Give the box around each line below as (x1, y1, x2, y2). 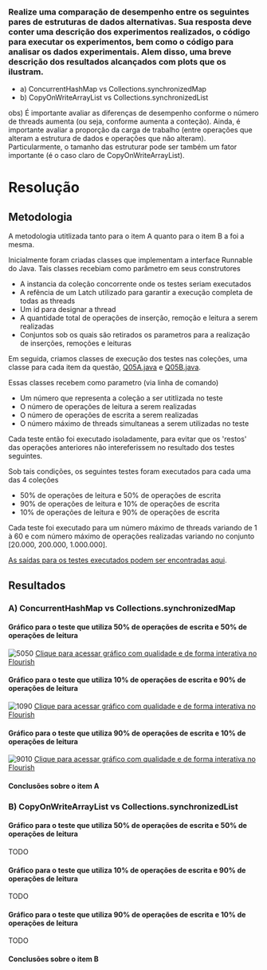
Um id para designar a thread (19, 305, 116, 314)
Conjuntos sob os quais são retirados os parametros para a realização (19, 330, 251, 340)
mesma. (8, 240, 34, 250)
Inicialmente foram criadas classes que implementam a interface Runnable (8, 255, 253, 265)
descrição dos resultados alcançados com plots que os (8, 56, 227, 67)
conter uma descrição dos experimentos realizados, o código (8, 26, 251, 37)
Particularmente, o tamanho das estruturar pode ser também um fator (8, 142, 238, 152)
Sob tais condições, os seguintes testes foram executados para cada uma (8, 467, 251, 476)
